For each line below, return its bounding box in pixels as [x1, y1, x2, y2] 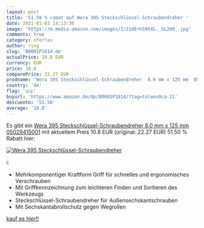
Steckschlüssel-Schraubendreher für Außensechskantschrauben [15, 196, 178, 204]
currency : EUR [6, 60, 42, 66]
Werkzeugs [15, 190, 44, 198]
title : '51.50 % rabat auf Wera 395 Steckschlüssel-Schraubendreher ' [6, 15, 189, 21]
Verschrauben [15, 177, 51, 184]
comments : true [6, 32, 45, 38]
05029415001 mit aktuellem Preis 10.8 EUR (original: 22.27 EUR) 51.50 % [6, 128, 188, 136]
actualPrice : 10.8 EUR [6, 54, 64, 60]
